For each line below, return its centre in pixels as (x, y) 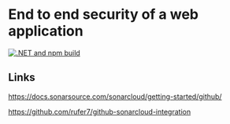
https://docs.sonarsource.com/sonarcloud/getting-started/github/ (115, 97)
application (46, 31)
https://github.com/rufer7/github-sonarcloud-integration (100, 111)
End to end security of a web (104, 15)
